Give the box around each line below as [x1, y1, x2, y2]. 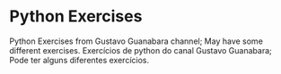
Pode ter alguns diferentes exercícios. [9, 54, 150, 65]
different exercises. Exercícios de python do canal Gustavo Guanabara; [9, 45, 272, 55]
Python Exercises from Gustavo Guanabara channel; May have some [9, 36, 263, 46]
